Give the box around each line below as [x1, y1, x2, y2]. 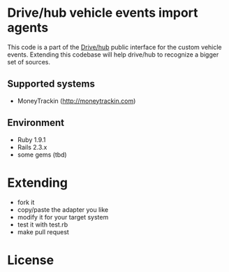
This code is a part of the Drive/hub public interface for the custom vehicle [7, 43, 222, 51]
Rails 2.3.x [17, 143, 47, 151]
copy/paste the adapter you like [17, 205, 109, 214]
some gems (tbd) [17, 150, 68, 159]
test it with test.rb [17, 220, 68, 229]
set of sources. [7, 57, 51, 66]
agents [7, 20, 49, 36]
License [7, 252, 54, 268]
